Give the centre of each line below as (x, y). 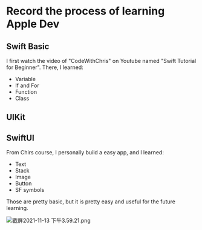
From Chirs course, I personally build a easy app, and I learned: (85, 153)
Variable (25, 79)
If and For (27, 85)
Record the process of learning (86, 11)
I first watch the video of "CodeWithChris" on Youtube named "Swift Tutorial (101, 61)
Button (23, 183)
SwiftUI (20, 138)
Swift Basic (28, 46)
